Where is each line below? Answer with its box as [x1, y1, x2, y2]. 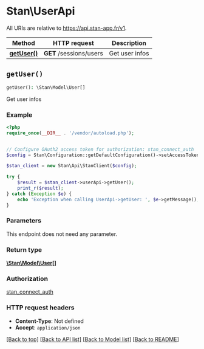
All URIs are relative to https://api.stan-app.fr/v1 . [6, 24, 127, 32]
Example [6, 111, 33, 119]
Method [12, 38, 35, 47]
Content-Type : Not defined [15, 317, 84, 325]
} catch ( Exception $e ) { [6, 190, 72, 197]
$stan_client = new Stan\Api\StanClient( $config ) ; [6, 163, 137, 169]
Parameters [6, 216, 41, 225]
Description [112, 38, 147, 47]
